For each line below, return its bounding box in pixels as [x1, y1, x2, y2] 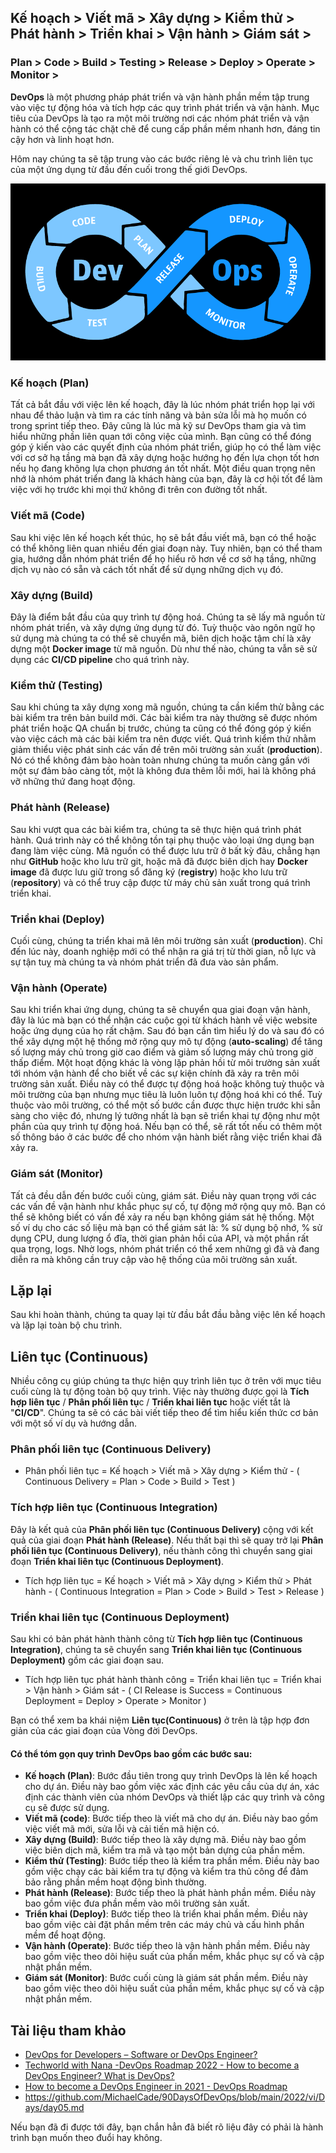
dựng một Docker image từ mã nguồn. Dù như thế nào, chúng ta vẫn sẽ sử [10, 643, 318, 655]
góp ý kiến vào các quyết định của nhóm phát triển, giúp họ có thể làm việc [10, 441, 322, 453]
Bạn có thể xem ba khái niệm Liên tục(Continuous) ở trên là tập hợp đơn [10, 1714, 310, 1726]
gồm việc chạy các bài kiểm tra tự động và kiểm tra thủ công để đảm [24, 1866, 309, 1878]
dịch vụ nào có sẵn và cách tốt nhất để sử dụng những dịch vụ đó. [10, 563, 284, 575]
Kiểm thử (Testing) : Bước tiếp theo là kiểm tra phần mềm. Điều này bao [24, 1855, 320, 1867]
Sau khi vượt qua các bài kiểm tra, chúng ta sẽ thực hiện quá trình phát [10, 823, 302, 835]
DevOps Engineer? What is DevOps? [24, 2070, 175, 2082]
